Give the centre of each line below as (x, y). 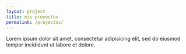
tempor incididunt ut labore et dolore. (51, 45)
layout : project (26, 11)
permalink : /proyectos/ (35, 22)
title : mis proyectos (32, 17)
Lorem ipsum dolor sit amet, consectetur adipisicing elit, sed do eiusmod (93, 39)
